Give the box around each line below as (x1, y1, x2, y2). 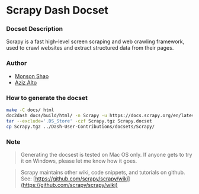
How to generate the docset (6, 93, 88, 102)
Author (6, 59, 27, 67)
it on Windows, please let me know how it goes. (20, 157, 137, 164)
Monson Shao (14, 72, 49, 80)
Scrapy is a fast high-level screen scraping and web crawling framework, (6, 38, 185, 45)
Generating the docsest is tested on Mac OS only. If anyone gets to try (20, 151, 192, 158)
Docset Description (6, 25, 63, 33)
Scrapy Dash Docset (6, 4, 108, 17)
